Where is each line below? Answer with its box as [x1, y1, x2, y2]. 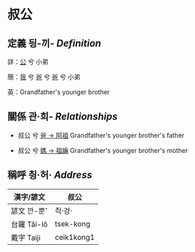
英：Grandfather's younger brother [7, 88, 110, 96]
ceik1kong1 [54, 232, 95, 242]
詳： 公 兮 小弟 [7, 58, 48, 66]
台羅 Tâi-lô [11, 219, 48, 229]
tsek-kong [54, 218, 91, 228]
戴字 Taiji [11, 233, 41, 243]
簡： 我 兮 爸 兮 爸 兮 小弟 [7, 73, 80, 81]
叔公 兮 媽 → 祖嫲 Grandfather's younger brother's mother [17, 146, 189, 154]
